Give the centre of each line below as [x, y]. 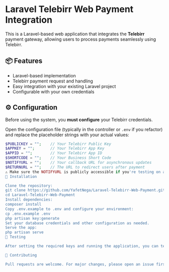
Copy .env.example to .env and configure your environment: [70, 209]
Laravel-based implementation [44, 75]
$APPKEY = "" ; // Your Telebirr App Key [55, 149]
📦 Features [24, 61]
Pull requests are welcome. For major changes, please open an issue [80, 264]
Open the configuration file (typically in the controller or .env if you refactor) [84, 129]
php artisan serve [24, 232]
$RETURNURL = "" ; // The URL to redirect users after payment [75, 167]
